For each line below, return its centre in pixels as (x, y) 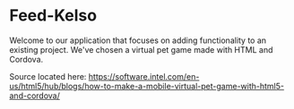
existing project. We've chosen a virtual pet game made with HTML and (141, 49)
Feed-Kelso (53, 16)
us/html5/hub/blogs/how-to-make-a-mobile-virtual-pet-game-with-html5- (147, 86)
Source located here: (48, 76)
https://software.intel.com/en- (144, 76)
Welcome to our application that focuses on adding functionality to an (138, 40)
